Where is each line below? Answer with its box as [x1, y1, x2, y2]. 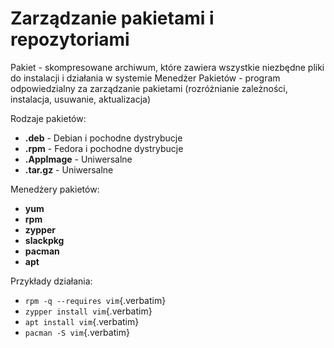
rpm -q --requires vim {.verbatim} [24, 294, 167, 306]
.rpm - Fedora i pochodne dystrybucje [24, 142, 184, 154]
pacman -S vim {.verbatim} [24, 326, 130, 338]
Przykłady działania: [10, 275, 93, 287]
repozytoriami [10, 28, 130, 51]
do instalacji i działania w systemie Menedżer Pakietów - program [10, 72, 281, 84]
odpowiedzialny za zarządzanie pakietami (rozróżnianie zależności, [10, 82, 288, 94]
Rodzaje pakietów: [10, 112, 87, 124]
